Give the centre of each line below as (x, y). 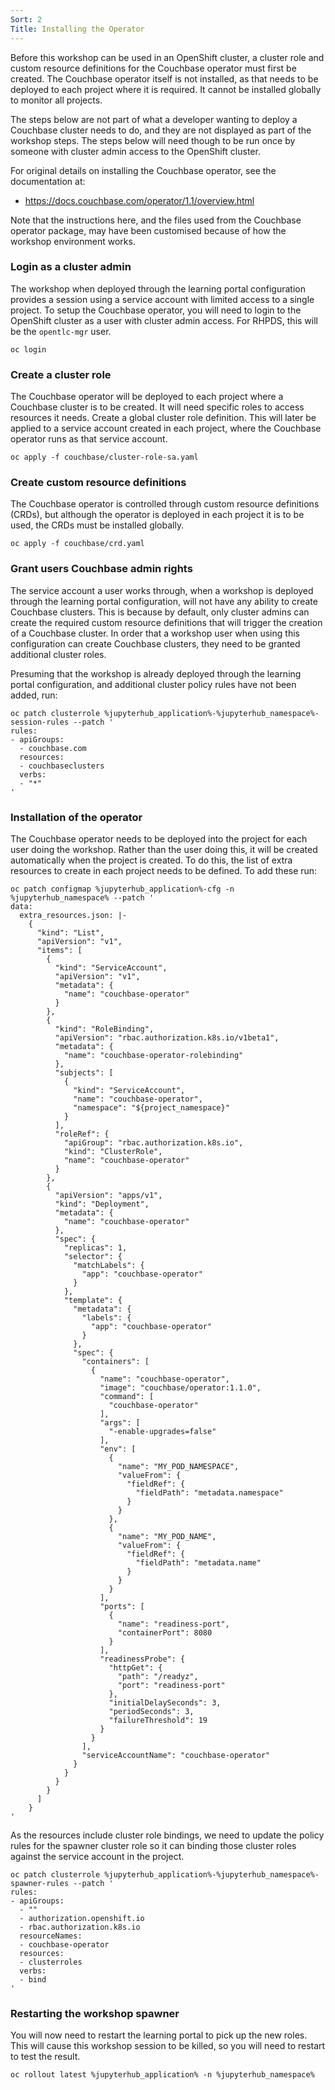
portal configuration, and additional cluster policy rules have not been (153, 684)
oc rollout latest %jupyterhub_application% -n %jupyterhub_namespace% (162, 2075)
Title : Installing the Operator (77, 29)
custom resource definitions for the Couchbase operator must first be (153, 68)
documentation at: (48, 181)
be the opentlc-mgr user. (61, 331)
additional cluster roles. (58, 654)
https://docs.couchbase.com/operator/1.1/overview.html (139, 200)
